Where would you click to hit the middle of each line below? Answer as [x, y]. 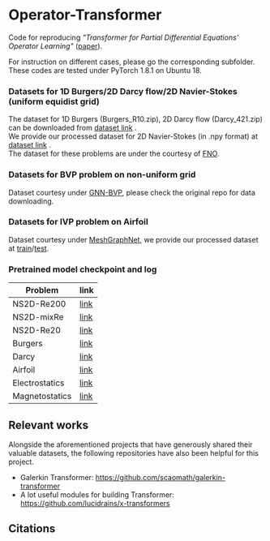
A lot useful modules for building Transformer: [97, 494]
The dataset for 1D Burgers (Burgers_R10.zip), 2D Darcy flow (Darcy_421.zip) [136, 119]
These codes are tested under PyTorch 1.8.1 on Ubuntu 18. [105, 70]
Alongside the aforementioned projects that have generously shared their [131, 444]
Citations [32, 529]
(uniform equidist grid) [54, 101]
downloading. [31, 201]
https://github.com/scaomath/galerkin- [160, 477]
